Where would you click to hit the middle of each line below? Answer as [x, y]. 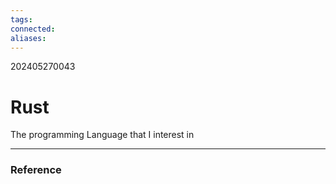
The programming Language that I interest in [102, 135]
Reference [36, 170]
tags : [21, 19]
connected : [33, 29]
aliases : [28, 38]
